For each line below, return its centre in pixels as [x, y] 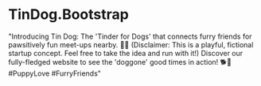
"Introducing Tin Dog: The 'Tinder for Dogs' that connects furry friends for [130, 36]
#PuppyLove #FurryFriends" [55, 73]
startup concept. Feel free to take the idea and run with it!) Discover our [126, 53]
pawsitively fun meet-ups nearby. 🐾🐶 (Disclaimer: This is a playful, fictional [131, 44]
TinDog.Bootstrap [68, 15]
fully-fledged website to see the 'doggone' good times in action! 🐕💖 [120, 62]
